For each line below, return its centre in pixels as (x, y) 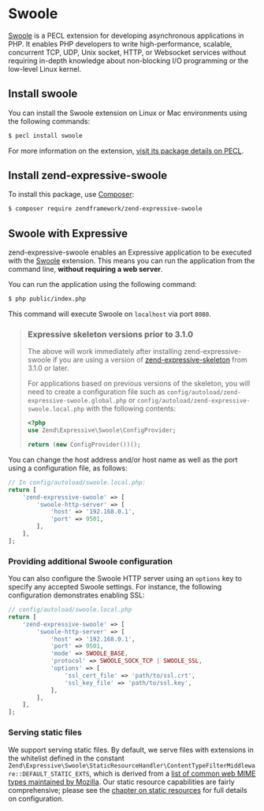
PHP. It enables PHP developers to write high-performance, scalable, (120, 43)
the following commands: (49, 121)
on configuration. (36, 798)
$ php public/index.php (47, 299)
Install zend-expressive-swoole (88, 175)
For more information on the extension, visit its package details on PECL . (126, 151)
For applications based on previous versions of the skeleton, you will (139, 384)
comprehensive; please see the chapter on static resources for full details (128, 790)
